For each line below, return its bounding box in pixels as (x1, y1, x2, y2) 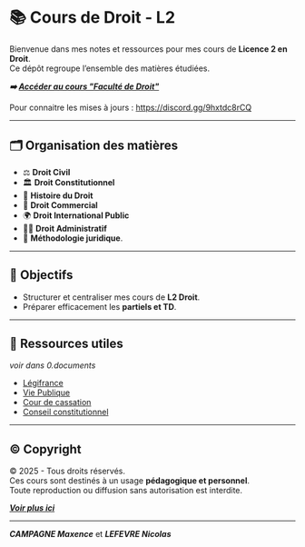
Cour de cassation (22, 397, 92, 408)
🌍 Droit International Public (22, 210, 130, 221)
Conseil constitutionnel (22, 406, 109, 418)
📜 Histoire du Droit (22, 190, 93, 201)
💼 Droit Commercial (22, 199, 98, 210)
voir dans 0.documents (9, 360, 96, 371)
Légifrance (22, 378, 64, 389)
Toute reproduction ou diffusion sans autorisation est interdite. (9, 485, 243, 496)
